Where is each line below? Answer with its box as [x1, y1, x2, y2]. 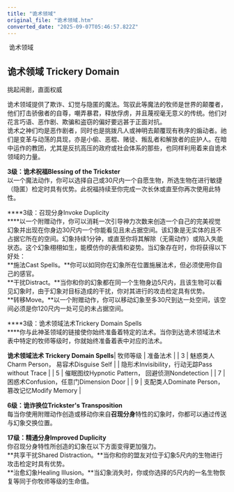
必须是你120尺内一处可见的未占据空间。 [13, 304, 127, 313]
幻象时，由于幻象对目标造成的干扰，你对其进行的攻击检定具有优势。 [13, 287, 209, 295]
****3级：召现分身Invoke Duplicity [7, 209, 109, 217]
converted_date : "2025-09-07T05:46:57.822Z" [7, 23, 139, 30]
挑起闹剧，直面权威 [7, 85, 63, 94]
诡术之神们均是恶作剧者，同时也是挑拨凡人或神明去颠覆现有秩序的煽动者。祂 [7, 126, 227, 135]
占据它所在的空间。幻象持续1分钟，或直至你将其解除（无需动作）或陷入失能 [7, 234, 224, 243]
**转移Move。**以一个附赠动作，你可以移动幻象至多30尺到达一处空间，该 [7, 296, 221, 304]
